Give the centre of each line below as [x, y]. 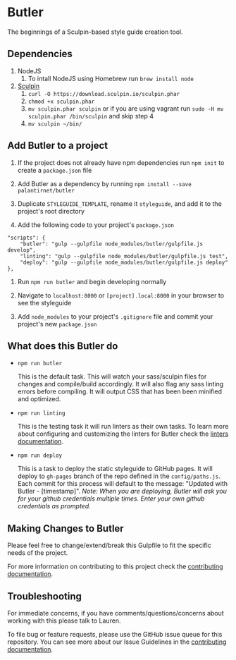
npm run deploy [40, 456]
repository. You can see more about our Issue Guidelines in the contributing [117, 642]
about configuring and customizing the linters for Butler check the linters [123, 434]
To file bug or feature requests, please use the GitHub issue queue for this [115, 634]
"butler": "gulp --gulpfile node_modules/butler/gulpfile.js [111, 244]
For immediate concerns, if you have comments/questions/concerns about [116, 613]
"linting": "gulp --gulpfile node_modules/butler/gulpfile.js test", [124, 256]
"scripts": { [26, 238]
